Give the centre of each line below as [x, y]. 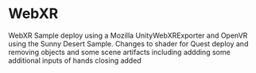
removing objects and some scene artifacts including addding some [119, 52]
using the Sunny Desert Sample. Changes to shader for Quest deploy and [128, 43]
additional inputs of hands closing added [75, 60]
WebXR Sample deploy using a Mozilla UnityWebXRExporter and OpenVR [128, 35]
